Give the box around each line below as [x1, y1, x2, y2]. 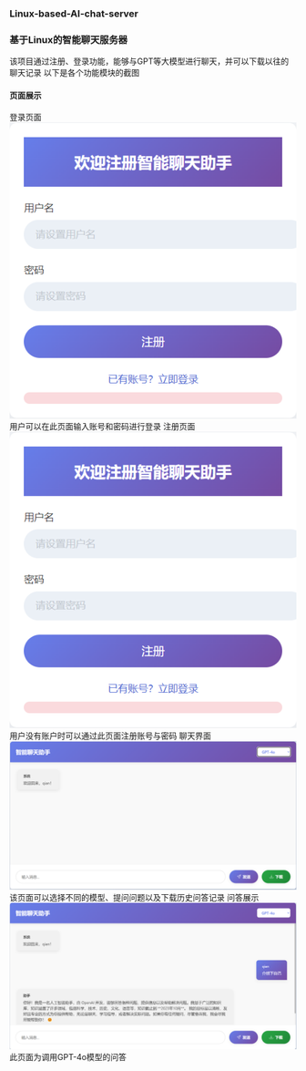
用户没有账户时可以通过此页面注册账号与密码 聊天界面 [9, 730, 211, 741]
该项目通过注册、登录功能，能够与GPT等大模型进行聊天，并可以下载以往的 [9, 56, 290, 67]
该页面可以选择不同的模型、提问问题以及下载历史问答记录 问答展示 [9, 891, 260, 902]
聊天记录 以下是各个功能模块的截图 [9, 67, 139, 78]
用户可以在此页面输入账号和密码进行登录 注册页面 [9, 421, 196, 432]
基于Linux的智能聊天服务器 [9, 33, 128, 46]
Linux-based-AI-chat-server [9, 7, 139, 20]
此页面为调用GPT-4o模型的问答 [9, 1052, 127, 1063]
